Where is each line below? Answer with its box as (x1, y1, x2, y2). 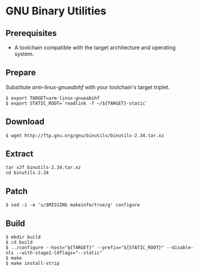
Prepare (5, 68, 37, 78)
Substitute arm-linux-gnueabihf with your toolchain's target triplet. (5, 83, 170, 90)
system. (14, 50, 34, 58)
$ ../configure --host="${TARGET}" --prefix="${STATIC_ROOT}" (5, 244, 164, 251)
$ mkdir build (5, 234, 41, 240)
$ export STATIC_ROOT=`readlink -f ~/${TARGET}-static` (5, 100, 148, 106)
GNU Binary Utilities (5, 4, 107, 18)
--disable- (166, 244, 194, 251)
